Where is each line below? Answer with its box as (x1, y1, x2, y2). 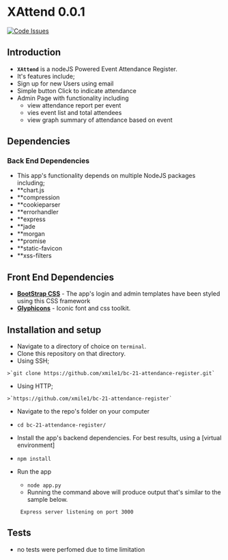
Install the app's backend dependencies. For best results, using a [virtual (16, 434, 222, 442)
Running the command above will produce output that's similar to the (27, 488, 222, 496)
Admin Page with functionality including (16, 94, 129, 102)
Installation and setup (7, 324, 102, 335)
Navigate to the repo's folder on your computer (16, 407, 150, 416)
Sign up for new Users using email (16, 79, 114, 88)
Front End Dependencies (7, 271, 115, 283)
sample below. (27, 496, 68, 504)
